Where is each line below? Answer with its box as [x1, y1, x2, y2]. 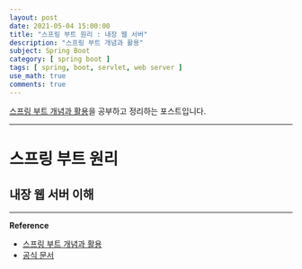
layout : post [9, 13, 58, 22]
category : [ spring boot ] [9, 55, 111, 64]
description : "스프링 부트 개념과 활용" [9, 38, 144, 48]
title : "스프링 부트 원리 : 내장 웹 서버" [9, 30, 148, 39]
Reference [9, 220, 49, 230]
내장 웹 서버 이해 [9, 187, 94, 203]
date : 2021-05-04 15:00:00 [9, 22, 111, 30]
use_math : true [9, 72, 67, 81]
